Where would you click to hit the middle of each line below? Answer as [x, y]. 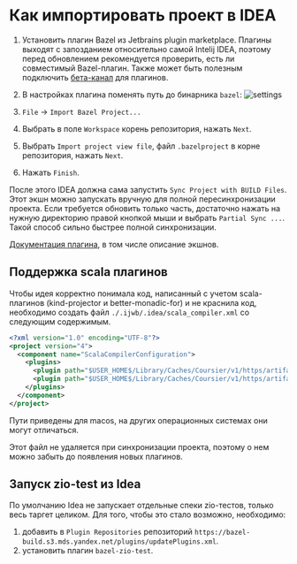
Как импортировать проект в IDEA [143, 15]
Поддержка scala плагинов [88, 272]
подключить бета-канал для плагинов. [95, 77]
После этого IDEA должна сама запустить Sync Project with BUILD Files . [148, 189]
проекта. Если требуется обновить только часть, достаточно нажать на [145, 208]
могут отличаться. [44, 430]
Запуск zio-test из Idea [75, 484]
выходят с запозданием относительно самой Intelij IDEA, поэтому [146, 49]
